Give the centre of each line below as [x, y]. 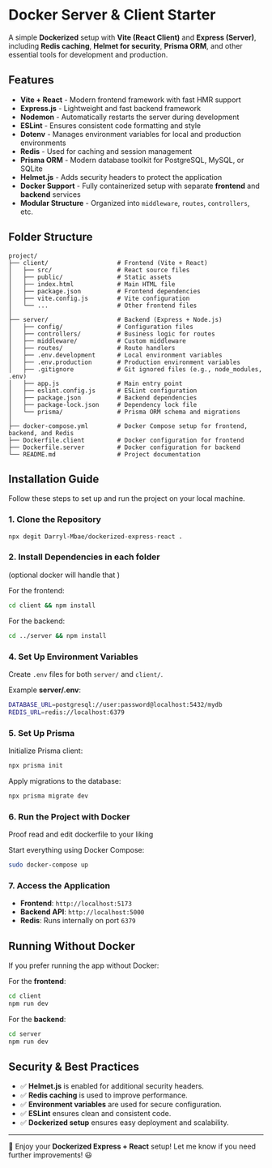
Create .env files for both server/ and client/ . [86, 674]
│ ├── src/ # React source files [99, 270]
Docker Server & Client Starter [112, 15]
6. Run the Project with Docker [69, 816]
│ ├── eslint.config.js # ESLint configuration [103, 391]
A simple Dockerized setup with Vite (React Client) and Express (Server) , [132, 37]
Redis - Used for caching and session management [106, 151]
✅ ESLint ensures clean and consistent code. [96, 1114]
